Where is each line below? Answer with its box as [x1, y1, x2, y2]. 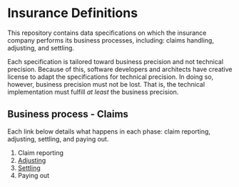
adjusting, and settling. [7, 43, 75, 52]
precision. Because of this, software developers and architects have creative [7, 65, 233, 73]
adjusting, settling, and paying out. [7, 134, 109, 143]
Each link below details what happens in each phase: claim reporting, [7, 127, 210, 136]
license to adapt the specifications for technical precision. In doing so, [7, 73, 214, 81]
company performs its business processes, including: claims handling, [7, 36, 214, 44]
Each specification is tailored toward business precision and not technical [7, 57, 223, 65]
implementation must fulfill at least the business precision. [7, 87, 179, 96]
